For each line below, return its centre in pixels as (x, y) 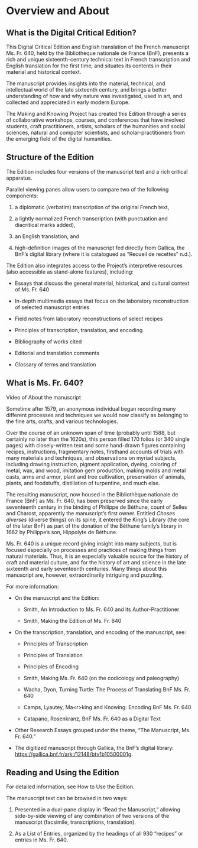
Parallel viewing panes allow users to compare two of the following (87, 189)
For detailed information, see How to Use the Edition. (70, 787)
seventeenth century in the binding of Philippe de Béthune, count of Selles (97, 507)
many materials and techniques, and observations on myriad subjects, (92, 458)
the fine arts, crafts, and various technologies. (62, 421)
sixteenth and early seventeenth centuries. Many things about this (87, 568)
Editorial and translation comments (57, 353)
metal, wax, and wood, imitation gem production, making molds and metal (96, 470)
